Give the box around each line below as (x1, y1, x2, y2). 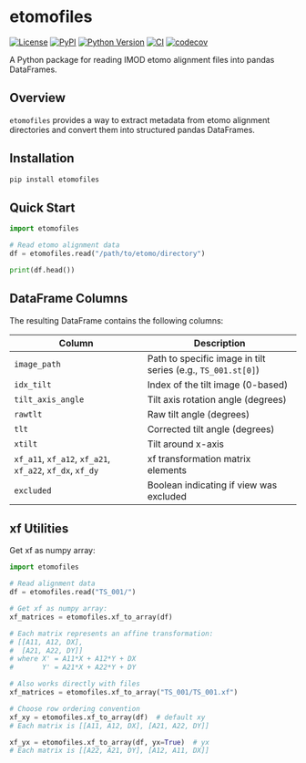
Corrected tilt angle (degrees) (147, 422, 275, 435)
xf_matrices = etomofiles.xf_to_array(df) (9, 613, 173, 622)
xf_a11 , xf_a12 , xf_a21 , (14, 452, 111, 465)
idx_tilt (14, 379, 52, 389)
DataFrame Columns (9, 291, 128, 306)
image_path (14, 358, 61, 369)
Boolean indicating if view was (147, 479, 278, 491)
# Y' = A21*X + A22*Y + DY (9, 663, 137, 672)
